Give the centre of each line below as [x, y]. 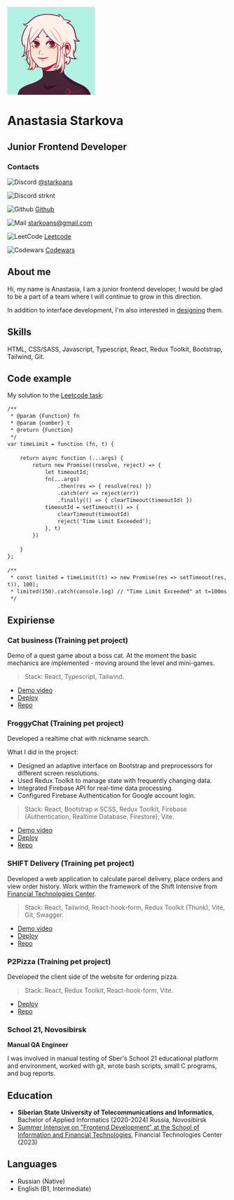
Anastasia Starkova [66, 121]
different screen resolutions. [58, 773]
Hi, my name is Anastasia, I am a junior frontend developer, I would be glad [115, 289]
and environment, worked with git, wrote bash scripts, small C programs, [112, 1066]
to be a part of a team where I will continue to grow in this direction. [105, 296]
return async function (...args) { [72, 459]
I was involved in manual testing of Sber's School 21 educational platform [113, 1059]
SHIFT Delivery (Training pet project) [71, 864]
